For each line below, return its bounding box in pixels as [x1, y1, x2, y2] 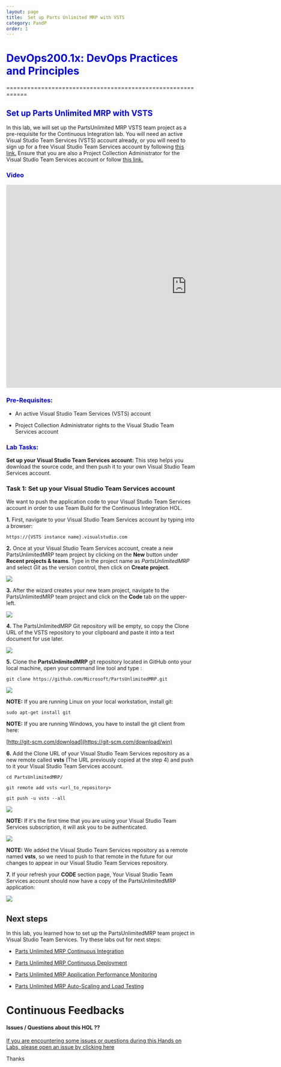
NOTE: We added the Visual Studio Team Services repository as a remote [6, 846, 188, 854]
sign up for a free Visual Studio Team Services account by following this [6, 143, 184, 150]
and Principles [6, 64, 80, 78]
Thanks [6, 1055, 25, 1062]
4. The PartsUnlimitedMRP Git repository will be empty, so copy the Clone [6, 623, 189, 630]
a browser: [6, 523, 33, 530]
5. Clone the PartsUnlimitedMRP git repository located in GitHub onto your [6, 658, 192, 665]
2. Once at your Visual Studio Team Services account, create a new [6, 545, 174, 552]
